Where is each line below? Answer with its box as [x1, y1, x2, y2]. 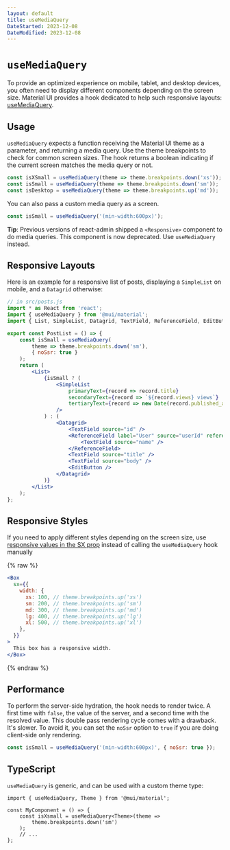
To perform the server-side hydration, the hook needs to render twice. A [7, 702, 211, 710]
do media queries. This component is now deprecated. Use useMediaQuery [7, 232, 216, 241]
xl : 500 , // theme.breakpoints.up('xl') [25, 619, 142, 626]
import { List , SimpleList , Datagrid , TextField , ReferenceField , [7, 317, 201, 324]
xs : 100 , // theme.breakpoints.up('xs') [25, 594, 142, 601]
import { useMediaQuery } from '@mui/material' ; [7, 311, 149, 318]
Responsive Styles [7, 515, 88, 526]
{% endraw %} [7, 664, 49, 672]
